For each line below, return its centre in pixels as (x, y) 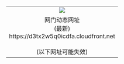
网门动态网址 (62, 20)
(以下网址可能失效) (62, 52)
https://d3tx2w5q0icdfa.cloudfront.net (62, 36)
